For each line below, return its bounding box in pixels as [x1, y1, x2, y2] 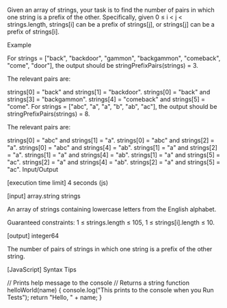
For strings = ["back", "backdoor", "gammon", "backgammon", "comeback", [7, 54, 221, 62]
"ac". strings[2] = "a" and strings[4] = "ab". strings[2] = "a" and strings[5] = [7, 158, 221, 166]
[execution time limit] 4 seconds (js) [7, 179, 109, 187]
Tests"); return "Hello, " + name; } [7, 294, 103, 301]
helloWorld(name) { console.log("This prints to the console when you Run [7, 286, 214, 294]
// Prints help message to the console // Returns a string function [7, 279, 190, 287]
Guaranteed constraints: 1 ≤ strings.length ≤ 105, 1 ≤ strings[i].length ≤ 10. [7, 218, 215, 227]
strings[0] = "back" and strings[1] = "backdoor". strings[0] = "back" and [7, 88, 211, 96]
